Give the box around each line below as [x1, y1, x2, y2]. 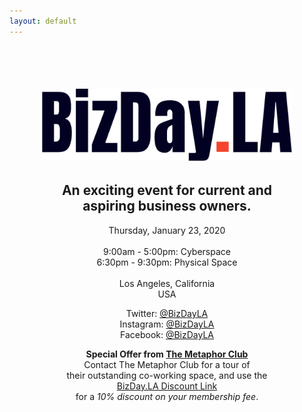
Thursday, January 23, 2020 [108, 224, 226, 236]
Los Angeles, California [118, 277, 216, 289]
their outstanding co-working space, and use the [66, 369, 268, 381]
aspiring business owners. [82, 198, 252, 215]
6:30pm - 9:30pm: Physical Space [96, 256, 238, 268]
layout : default [9, 16, 77, 26]
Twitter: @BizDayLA [125, 307, 209, 319]
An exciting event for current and [61, 182, 273, 199]
